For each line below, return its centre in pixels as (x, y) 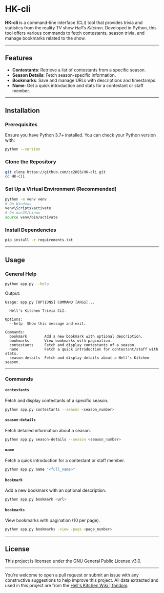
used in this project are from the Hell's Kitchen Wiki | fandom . (67, 585)
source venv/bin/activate (31, 218)
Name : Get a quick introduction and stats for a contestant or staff (78, 85)
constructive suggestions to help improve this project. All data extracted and (82, 580)
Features (19, 58)
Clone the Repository (31, 162)
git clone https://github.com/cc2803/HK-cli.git (55, 172)
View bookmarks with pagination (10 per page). (52, 520)
